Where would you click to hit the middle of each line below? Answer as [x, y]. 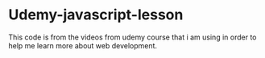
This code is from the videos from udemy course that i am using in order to [132, 37]
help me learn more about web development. [83, 45]
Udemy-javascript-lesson [96, 15]
